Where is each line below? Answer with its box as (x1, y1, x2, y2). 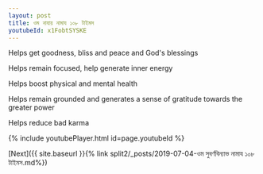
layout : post (8, 11, 52, 20)
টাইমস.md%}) (8, 158, 48, 168)
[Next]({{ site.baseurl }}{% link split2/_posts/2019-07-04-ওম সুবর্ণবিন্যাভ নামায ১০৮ (8, 149, 255, 159)
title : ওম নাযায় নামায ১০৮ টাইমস (8, 19, 95, 27)
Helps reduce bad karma (8, 118, 90, 128)
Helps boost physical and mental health (8, 79, 137, 88)
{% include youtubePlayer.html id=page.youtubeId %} (8, 133, 185, 143)
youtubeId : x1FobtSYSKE (8, 26, 87, 34)
